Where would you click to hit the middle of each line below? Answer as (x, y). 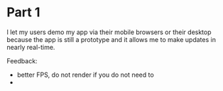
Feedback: (22, 60)
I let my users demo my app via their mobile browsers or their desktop (109, 32)
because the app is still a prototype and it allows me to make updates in (111, 39)
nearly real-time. (31, 47)
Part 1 (23, 12)
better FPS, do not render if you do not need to (85, 75)
